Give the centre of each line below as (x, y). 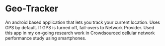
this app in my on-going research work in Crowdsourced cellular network (80, 33)
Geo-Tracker (32, 9)
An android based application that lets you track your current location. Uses (82, 22)
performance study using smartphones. (46, 38)
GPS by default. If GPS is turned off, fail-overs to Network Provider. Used (80, 27)
